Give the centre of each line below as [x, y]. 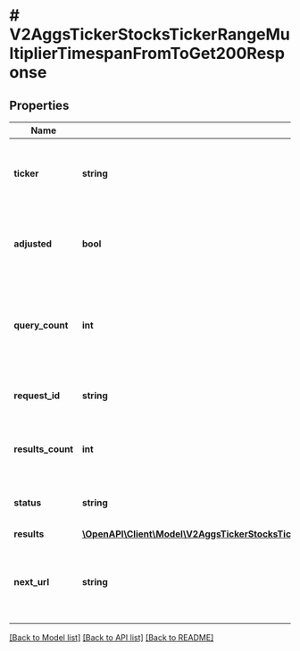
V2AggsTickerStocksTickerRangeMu [150, 34]
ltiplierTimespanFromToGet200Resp [147, 54]
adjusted [33, 244]
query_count [41, 325]
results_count [44, 449]
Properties [39, 105]
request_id [37, 396]
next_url [32, 582]
